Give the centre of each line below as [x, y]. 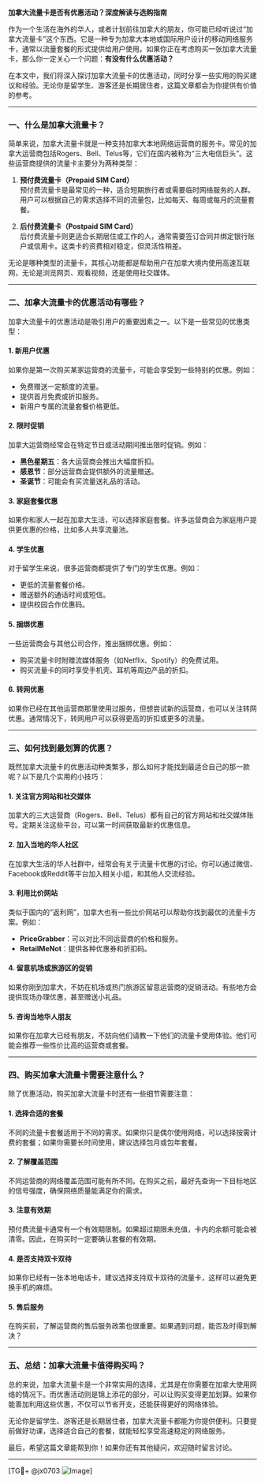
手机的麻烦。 [35, 1287]
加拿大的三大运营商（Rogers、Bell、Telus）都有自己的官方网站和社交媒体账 [131, 815]
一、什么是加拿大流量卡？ [57, 125]
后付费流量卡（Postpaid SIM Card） [78, 226]
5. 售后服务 [26, 1307]
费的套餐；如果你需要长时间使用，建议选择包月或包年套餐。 [105, 1142]
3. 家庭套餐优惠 [33, 501]
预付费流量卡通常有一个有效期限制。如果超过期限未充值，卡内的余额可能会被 [132, 1229]
